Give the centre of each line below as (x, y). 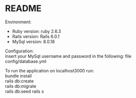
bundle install (18, 76)
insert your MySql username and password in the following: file (68, 56)
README (23, 8)
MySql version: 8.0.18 (33, 41)
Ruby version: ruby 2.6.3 (37, 31)
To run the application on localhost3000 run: (50, 70)
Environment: (18, 22)
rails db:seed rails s (25, 91)
